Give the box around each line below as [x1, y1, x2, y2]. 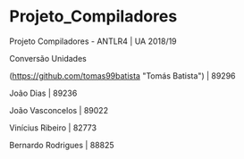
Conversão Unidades [9, 53, 87, 63]
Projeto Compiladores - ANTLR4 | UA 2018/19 [9, 36, 177, 46]
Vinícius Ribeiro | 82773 [9, 122, 97, 133]
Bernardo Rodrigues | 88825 [9, 139, 114, 150]
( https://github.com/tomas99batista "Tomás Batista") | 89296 [9, 70, 236, 81]
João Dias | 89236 [9, 88, 78, 98]
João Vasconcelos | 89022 [9, 105, 109, 115]
